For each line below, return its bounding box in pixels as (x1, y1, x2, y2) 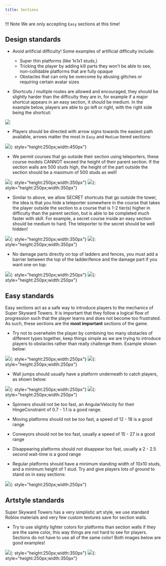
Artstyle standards (5, 496, 65, 505)
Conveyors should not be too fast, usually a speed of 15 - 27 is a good (12, 431, 155, 437)
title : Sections (5, 7, 39, 12)
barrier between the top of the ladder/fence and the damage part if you (12, 256, 157, 263)
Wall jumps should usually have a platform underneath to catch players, (12, 371, 158, 377)
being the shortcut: (12, 110, 51, 115)
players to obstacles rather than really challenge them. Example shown (12, 340, 157, 347)
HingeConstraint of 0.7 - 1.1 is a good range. (12, 407, 102, 413)
